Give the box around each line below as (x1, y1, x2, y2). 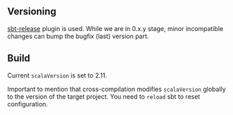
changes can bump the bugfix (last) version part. (7, 32, 149, 40)
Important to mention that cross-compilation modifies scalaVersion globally (7, 85, 227, 93)
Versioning (7, 6, 56, 18)
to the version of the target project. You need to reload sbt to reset (7, 92, 201, 101)
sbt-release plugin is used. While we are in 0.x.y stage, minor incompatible (7, 24, 224, 32)
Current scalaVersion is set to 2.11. (7, 71, 108, 80)
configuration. (7, 99, 48, 108)
